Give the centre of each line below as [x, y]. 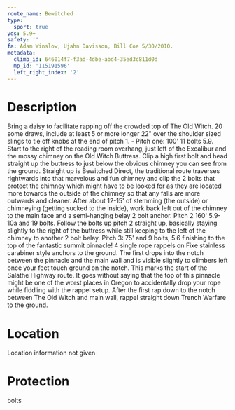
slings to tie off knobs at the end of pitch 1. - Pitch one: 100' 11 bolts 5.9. [111, 142]
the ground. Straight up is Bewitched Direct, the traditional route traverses [114, 171]
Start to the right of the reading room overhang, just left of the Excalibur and [117, 149]
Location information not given [51, 353]
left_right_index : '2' [47, 72]
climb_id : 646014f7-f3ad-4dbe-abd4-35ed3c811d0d [86, 60]
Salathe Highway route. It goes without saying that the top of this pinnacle [114, 275]
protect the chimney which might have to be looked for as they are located [114, 186]
